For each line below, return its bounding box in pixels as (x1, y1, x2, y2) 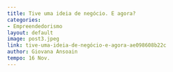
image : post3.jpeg (7, 36, 59, 43)
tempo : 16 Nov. (7, 55, 51, 62)
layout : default (7, 29, 53, 36)
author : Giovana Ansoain (7, 49, 78, 56)
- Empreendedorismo (7, 23, 63, 29)
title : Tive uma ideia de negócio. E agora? (7, 10, 136, 17)
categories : (7, 16, 41, 23)
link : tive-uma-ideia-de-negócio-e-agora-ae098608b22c (7, 42, 167, 49)
